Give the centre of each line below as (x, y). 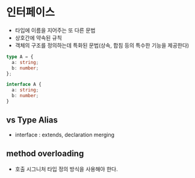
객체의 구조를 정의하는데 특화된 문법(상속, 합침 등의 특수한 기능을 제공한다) (102, 45)
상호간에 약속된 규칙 (38, 37)
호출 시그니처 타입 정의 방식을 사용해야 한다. (67, 169)
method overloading (45, 154)
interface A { (24, 84)
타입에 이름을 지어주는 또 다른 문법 (55, 30)
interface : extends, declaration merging (65, 135)
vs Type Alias (32, 120)
